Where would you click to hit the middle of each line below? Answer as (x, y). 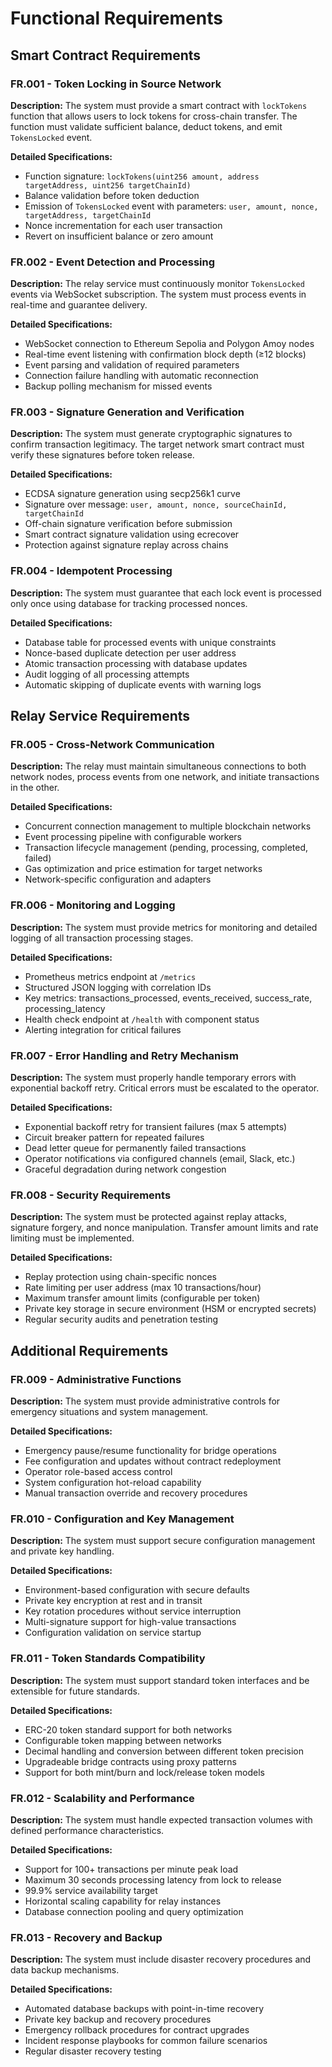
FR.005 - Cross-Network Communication (112, 745)
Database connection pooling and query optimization (134, 1911)
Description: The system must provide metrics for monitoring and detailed (164, 927)
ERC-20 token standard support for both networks (128, 1729)
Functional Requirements (116, 18)
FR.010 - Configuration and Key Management (122, 1519)
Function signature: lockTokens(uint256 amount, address (142, 176)
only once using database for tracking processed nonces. (129, 603)
